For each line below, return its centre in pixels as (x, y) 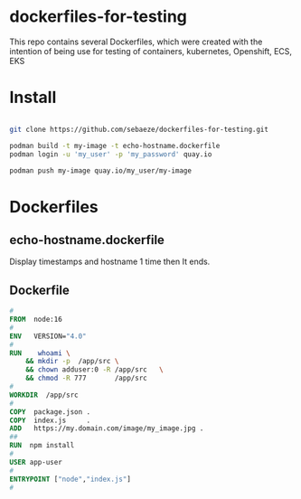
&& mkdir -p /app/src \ (72, 362)
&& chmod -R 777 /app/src (86, 378)
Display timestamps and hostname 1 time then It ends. (110, 262)
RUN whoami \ (40, 353)
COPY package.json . (50, 412)
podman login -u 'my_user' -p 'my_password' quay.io (111, 154)
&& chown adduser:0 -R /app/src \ (95, 370)
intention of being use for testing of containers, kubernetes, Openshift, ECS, (150, 51)
